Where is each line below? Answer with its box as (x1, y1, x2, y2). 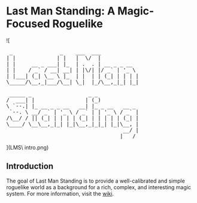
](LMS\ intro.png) (6, 144, 49, 151)
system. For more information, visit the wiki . (6, 190, 114, 197)
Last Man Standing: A (6, 4, 116, 18)
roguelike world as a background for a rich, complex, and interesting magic (6, 183, 192, 190)
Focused (6, 17, 50, 31)
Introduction (6, 161, 54, 172)
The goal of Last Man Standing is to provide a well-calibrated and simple (6, 177, 186, 184)
